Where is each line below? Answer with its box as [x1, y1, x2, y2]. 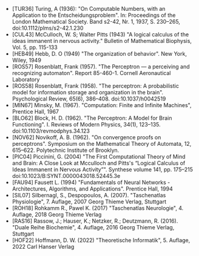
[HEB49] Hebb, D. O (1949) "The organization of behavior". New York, [12, 50, 187, 57]
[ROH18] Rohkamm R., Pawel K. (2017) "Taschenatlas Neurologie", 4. [12, 205, 184, 211]
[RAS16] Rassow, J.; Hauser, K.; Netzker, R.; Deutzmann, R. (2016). [12, 217, 178, 225]
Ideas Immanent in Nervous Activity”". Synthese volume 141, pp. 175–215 [12, 166, 193, 173]
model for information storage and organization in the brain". [12, 89, 164, 96]
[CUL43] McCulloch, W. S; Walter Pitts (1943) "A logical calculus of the [12, 31, 189, 38]
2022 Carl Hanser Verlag [12, 243, 75, 250]
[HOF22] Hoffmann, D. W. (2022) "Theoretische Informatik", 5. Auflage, [12, 237, 191, 244]
